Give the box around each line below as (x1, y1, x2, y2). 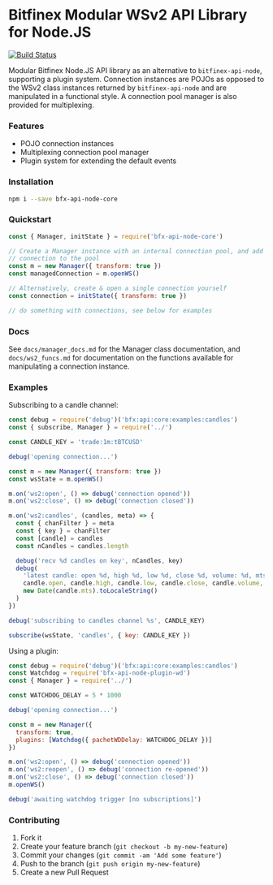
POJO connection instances (19, 139, 115, 149)
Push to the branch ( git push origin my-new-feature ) (19, 859, 201, 869)
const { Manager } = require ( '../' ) (8, 676, 132, 685)
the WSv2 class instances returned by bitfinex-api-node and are (8, 83, 227, 93)
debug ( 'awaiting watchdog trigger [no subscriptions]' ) (8, 795, 201, 803)
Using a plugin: (8, 645, 59, 655)
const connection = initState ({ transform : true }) (8, 291, 187, 300)
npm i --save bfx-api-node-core (8, 195, 118, 203)
